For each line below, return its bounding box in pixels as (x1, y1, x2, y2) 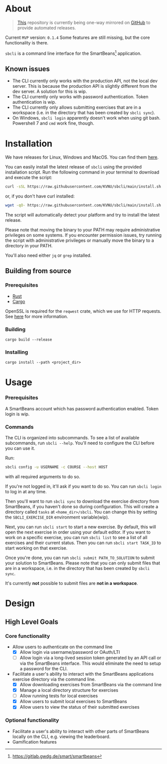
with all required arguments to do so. (5, 474, 81, 480)
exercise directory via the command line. (12, 676, 96, 682)
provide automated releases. (17, 24, 76, 30)
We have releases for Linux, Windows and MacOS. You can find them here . (5, 154, 159, 160)
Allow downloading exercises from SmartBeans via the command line (19, 682, 162, 688)
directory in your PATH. (5, 243, 53, 249)
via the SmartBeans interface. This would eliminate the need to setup (19, 660, 162, 666)
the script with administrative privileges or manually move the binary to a (5, 237, 154, 243)
